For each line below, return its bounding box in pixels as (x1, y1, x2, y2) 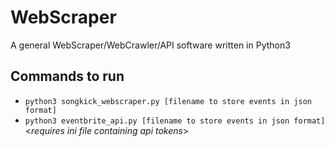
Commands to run (10, 68, 125, 85)
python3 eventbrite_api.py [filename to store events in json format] (24, 116, 326, 126)
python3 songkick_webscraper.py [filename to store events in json (24, 96, 312, 106)
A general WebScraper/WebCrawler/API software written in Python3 (10, 39, 291, 51)
